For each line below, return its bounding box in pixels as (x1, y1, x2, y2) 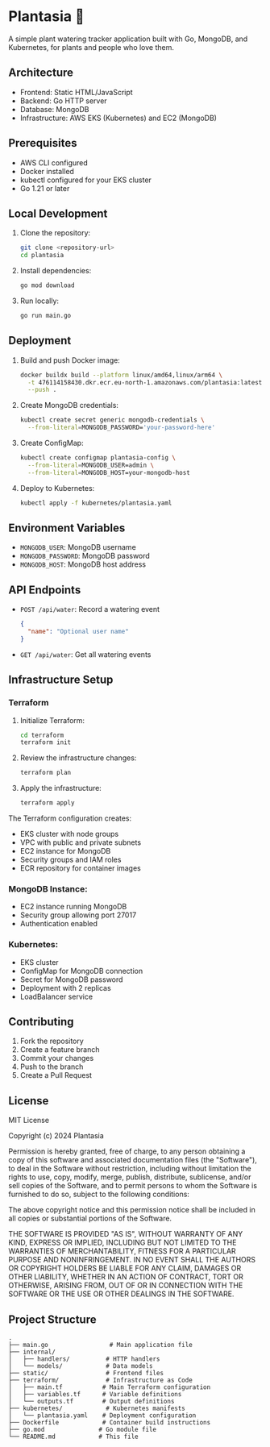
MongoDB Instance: (8, 883, 88, 894)
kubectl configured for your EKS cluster (19, 175, 152, 185)
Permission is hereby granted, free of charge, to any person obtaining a (8, 1146, 246, 1156)
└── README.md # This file (8, 1432, 139, 1441)
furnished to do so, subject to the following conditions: (8, 1189, 189, 1200)
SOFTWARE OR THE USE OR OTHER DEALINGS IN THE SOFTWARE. (8, 1289, 235, 1299)
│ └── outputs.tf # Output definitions (8, 1398, 175, 1406)
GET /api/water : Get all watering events (19, 649, 152, 659)
